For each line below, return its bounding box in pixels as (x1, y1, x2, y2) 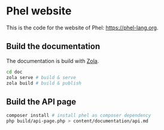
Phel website (6, 4, 72, 18)
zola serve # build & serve (6, 74, 77, 80)
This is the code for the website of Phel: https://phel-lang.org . (6, 24, 159, 31)
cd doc (6, 69, 23, 75)
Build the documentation (6, 41, 101, 52)
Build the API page (6, 96, 77, 107)
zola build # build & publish (6, 80, 82, 86)
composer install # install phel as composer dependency (6, 113, 151, 119)
